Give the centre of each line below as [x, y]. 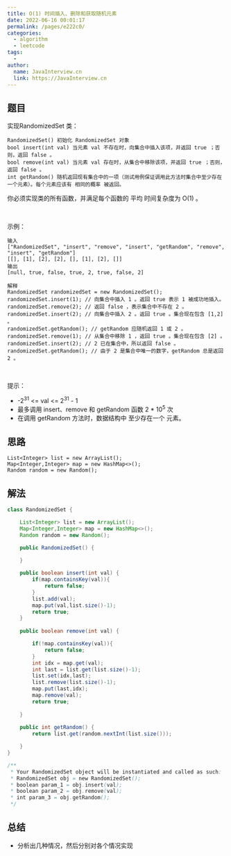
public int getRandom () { [57, 728]
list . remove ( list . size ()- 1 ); [74, 683]
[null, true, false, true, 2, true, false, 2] [76, 273]
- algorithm [31, 40]
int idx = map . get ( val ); [68, 663]
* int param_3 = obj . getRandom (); [60, 798]
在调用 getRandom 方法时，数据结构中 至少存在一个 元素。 [101, 418]
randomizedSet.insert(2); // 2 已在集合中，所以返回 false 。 [93, 344]
